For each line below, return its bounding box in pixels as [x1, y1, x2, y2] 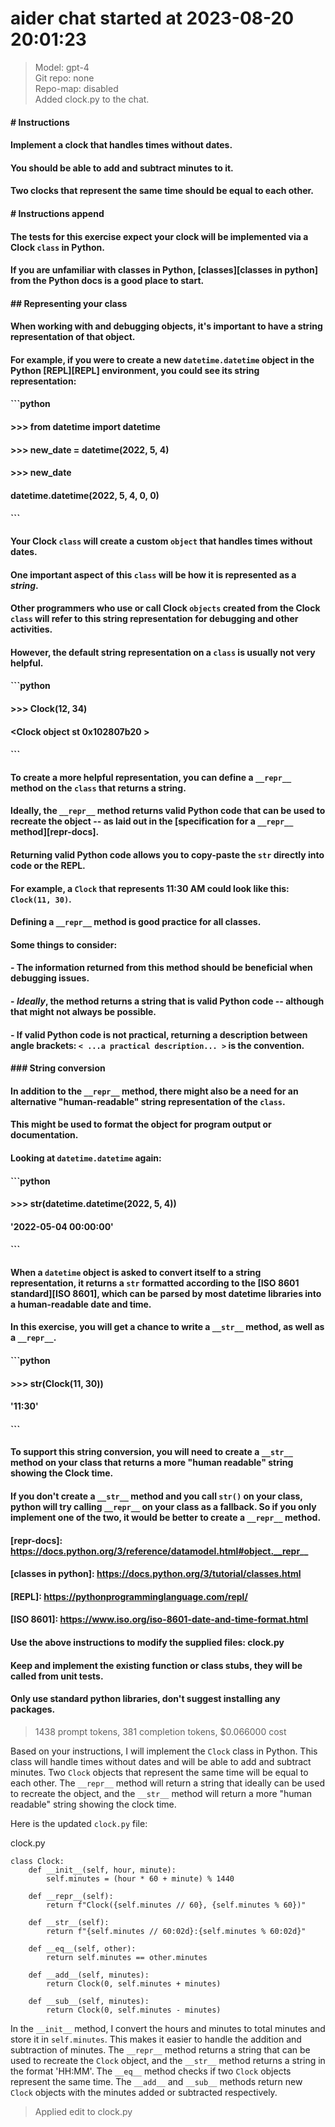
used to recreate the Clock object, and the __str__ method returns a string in [10, 2054, 326, 2066]
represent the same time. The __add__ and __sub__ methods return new [10, 2075, 303, 2087]
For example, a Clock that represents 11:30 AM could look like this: [10, 882, 290, 894]
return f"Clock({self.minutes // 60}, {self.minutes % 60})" [46, 1900, 307, 1910]
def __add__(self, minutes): [28, 1970, 150, 1980]
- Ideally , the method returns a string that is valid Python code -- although [10, 995, 325, 1007]
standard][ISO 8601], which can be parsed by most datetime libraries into [10, 1287, 322, 1299]
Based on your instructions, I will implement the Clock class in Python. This [10, 1745, 318, 1757]
